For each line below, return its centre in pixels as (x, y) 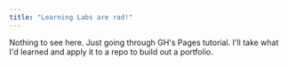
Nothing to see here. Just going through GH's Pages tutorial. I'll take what (144, 42)
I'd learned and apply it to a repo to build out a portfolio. (111, 51)
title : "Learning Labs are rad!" (71, 17)
